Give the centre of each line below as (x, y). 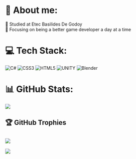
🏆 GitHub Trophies (36, 123)
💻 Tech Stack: (36, 51)
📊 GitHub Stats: (39, 89)
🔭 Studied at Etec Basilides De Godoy (44, 24)
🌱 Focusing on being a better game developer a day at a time (68, 29)
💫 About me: (31, 10)
